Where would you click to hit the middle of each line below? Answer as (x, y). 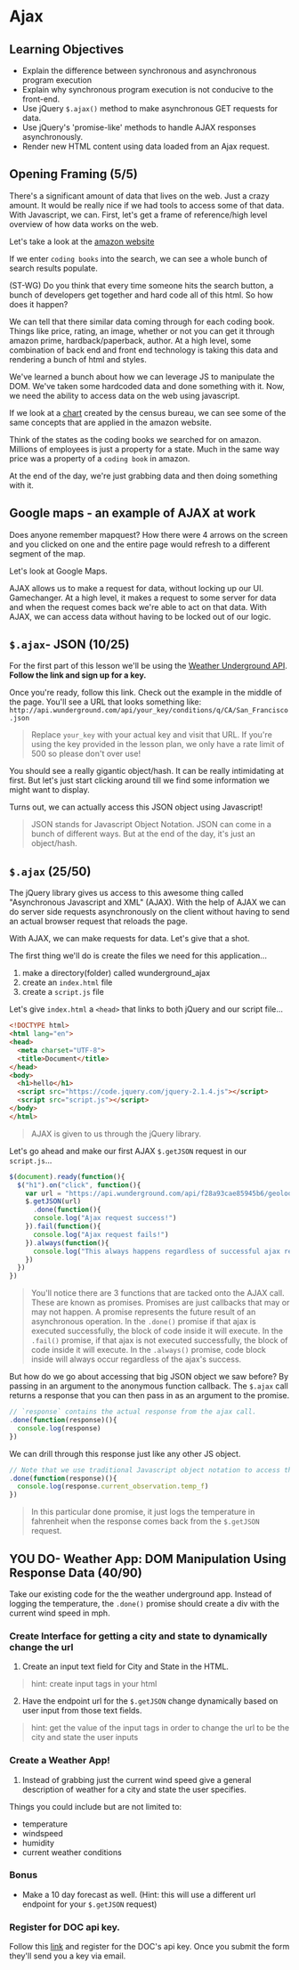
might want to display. (50, 790)
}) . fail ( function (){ (63, 1226)
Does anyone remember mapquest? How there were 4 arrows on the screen (149, 534)
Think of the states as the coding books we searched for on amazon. (135, 439)
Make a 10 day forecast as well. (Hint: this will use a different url (139, 1894)
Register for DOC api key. (65, 1927)
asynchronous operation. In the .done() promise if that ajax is (143, 1322)
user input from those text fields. (82, 1711)
